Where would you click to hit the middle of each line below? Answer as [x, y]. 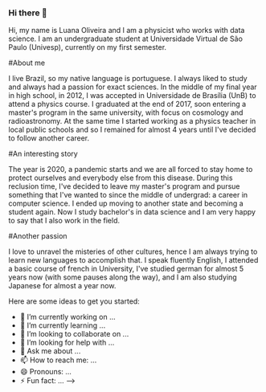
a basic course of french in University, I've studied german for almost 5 [126, 269]
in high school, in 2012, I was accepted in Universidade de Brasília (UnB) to [132, 96]
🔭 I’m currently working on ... [68, 317]
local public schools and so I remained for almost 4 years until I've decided [132, 130]
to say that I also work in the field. [64, 221]
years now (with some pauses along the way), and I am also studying [123, 277]
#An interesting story [43, 154]
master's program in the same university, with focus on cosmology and [126, 112]
